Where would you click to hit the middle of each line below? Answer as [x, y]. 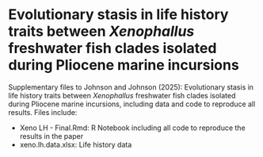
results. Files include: [43, 112]
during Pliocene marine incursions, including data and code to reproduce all [132, 104]
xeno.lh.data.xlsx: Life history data [76, 144]
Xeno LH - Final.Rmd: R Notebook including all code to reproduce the [132, 128]
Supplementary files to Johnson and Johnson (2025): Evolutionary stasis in [131, 87]
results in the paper [51, 136]
